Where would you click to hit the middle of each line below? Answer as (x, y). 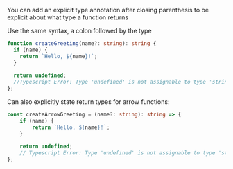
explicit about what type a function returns (68, 17)
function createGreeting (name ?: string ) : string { (82, 44)
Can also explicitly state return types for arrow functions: (88, 102)
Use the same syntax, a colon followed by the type (79, 31)
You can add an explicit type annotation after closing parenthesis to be (108, 10)
